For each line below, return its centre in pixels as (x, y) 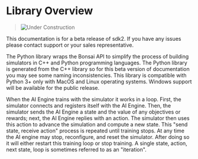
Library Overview (50, 11)
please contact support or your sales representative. (70, 45)
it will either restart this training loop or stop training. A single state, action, (97, 143)
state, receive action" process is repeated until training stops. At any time (95, 131)
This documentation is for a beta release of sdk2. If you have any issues (94, 38)
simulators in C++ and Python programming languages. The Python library (97, 63)
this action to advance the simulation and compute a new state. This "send (97, 124)
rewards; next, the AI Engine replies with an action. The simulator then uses (98, 118)
